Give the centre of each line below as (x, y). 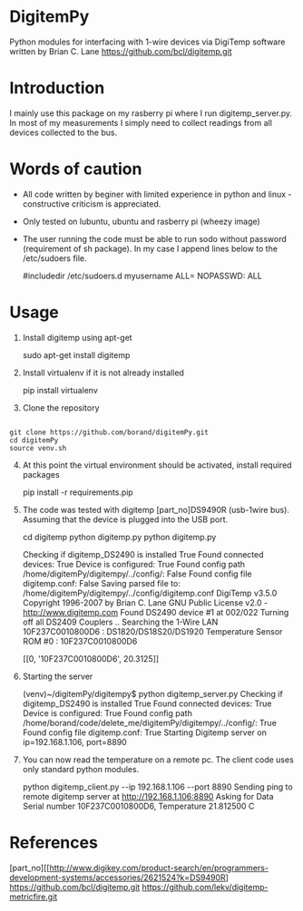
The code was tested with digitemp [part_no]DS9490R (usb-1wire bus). (156, 509)
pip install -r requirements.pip (78, 492)
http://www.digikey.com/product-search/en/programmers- (159, 867)
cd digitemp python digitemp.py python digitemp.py (119, 537)
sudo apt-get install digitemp (76, 354)
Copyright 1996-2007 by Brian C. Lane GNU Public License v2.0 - (145, 602)
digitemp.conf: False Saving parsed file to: (102, 583)
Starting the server (58, 676)
